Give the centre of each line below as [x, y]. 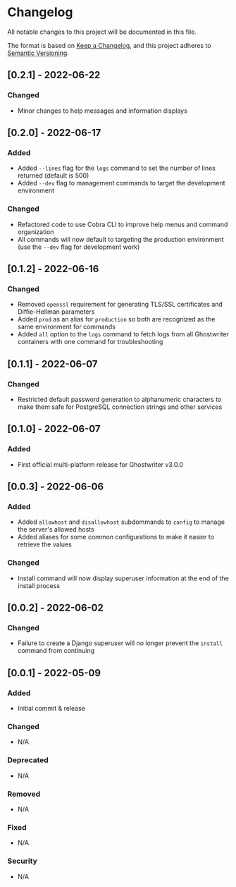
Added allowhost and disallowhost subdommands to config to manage [121, 522]
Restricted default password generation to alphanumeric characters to [119, 399]
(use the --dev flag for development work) [79, 247]
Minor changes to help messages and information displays [103, 111]
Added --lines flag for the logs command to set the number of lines [117, 168]
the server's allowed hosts [56, 530]
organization [36, 232]
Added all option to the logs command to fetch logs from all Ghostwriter [123, 334]
